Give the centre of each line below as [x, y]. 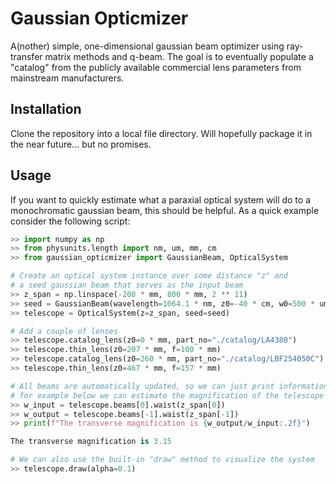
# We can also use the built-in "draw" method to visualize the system [162, 460]
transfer [26, 56]
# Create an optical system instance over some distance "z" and [149, 276]
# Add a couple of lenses [64, 331]
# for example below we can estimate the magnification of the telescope [167, 395]
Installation [46, 109]
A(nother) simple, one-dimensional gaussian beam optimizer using [147, 46]
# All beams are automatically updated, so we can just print [142, 386]
